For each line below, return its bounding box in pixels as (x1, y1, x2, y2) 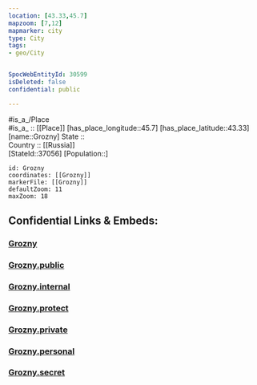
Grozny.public (8, 259, 65, 270)
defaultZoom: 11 (8, 185, 62, 193)
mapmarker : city (8, 26, 62, 34)
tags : (8, 42, 26, 50)
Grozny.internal (8, 281, 70, 292)
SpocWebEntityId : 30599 (8, 71, 88, 79)
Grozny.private (8, 324, 68, 335)
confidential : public (8, 85, 81, 93)
